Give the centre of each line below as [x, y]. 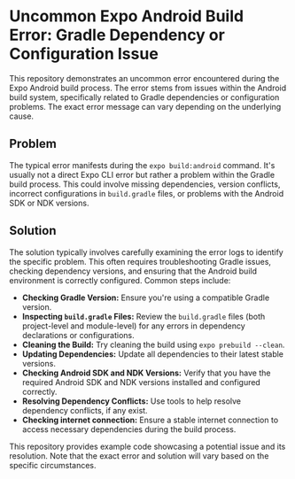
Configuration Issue [84, 54]
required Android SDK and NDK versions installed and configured [141, 382]
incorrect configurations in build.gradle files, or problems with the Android [147, 193]
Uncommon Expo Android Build [127, 16]
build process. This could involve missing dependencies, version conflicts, [145, 184]
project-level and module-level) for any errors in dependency [133, 326]
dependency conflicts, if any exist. [85, 410]
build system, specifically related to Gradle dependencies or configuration [144, 97]
